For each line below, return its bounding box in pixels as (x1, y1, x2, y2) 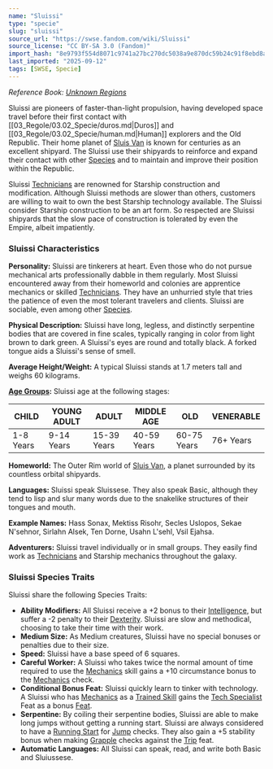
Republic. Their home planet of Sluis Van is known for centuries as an (8, 138, 241, 147)
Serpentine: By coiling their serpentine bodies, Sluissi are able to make (19, 710, 258, 719)
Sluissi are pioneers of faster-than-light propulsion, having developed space (8, 103, 263, 112)
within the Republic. (8, 164, 75, 173)
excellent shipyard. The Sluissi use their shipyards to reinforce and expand (8, 146, 258, 155)
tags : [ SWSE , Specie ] (8, 65, 82, 73)
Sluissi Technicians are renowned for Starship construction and (8, 179, 221, 189)
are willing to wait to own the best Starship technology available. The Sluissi (8, 196, 262, 206)
